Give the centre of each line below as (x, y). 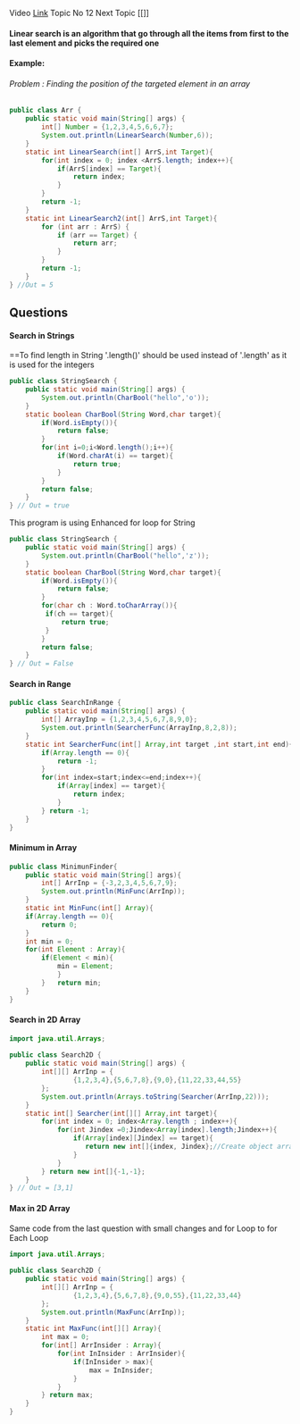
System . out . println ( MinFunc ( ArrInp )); (113, 892)
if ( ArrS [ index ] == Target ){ (109, 169)
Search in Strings (42, 335)
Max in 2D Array (40, 1208)
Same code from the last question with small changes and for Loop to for (143, 1228)
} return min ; (71, 983)
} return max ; (67, 1395)
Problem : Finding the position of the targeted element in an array (130, 83)
